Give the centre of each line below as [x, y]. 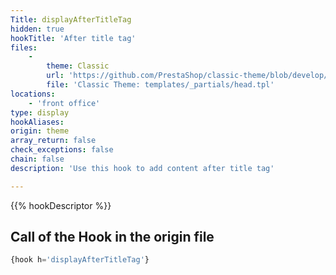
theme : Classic [78, 66]
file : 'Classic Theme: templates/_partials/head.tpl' [160, 85]
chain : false [37, 159]
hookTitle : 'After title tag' [73, 38]
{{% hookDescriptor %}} [61, 205]
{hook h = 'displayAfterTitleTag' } [80, 260]
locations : [33, 94]
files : [24, 47]
